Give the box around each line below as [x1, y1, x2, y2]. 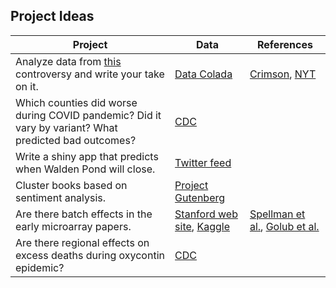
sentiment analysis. [15, 190, 107, 204]
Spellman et [249, 207, 306, 221]
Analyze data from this [15, 54, 122, 68]
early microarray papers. [15, 219, 132, 233]
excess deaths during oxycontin [15, 248, 165, 262]
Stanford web [174, 207, 238, 221]
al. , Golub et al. [249, 219, 320, 233]
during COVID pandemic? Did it [15, 108, 162, 122]
